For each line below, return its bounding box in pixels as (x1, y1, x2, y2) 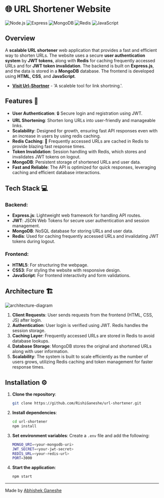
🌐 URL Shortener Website (5, 3, 111, 15)
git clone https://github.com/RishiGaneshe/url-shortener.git (12, 401, 142, 406)
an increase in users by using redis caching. (12, 133, 101, 139)
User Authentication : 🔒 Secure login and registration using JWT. (12, 110, 143, 116)
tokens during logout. (12, 239, 55, 245)
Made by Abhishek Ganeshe (5, 488, 62, 494)
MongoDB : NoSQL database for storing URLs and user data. (12, 228, 133, 234)
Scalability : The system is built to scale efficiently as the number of (12, 354, 148, 360)
